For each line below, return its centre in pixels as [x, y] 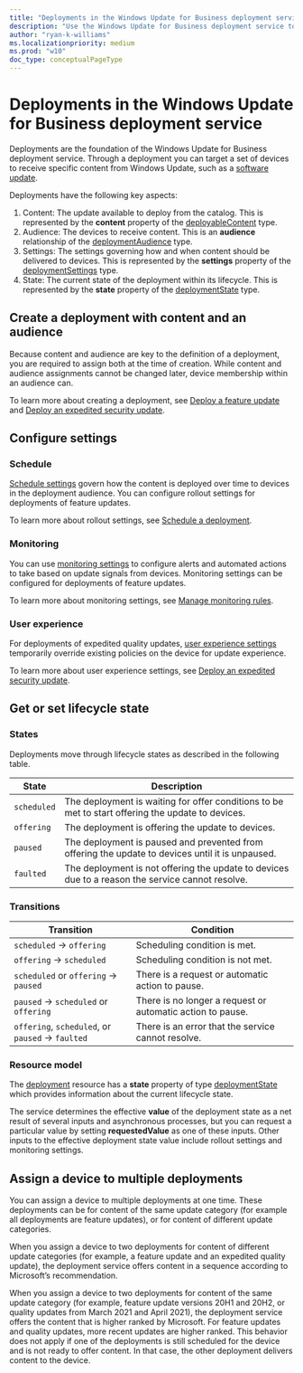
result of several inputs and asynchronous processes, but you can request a [151, 1122]
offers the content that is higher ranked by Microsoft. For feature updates [145, 1322]
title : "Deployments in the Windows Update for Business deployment [141, 18]
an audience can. [41, 383]
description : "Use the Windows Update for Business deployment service [147, 26]
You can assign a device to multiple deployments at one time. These [136, 1200]
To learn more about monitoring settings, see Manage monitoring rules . [142, 600]
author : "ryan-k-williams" [60, 34]
